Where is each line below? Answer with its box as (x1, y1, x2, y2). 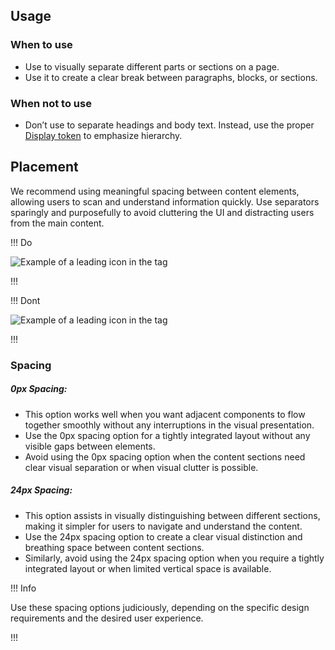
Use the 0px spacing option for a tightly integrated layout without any (24, 429, 311, 441)
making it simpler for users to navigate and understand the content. (24, 520, 303, 532)
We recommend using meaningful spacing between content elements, (10, 185, 300, 197)
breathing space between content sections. (24, 541, 205, 553)
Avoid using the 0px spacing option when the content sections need (24, 450, 306, 463)
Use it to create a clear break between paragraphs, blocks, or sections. (24, 71, 318, 83)
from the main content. (10, 217, 105, 229)
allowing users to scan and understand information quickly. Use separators (10, 195, 320, 208)
